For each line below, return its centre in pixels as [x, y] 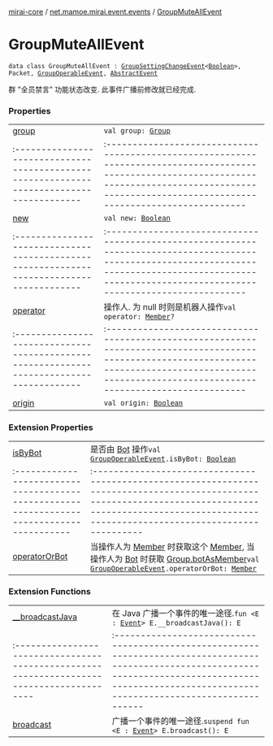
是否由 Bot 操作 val [126, 449]
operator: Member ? [139, 317]
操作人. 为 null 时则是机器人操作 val [170, 307]
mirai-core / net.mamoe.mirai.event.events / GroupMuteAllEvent [115, 12]
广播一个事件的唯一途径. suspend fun [181, 721]
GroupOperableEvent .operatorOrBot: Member [174, 568]
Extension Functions [50, 592]
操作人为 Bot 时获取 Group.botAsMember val [175, 558]
